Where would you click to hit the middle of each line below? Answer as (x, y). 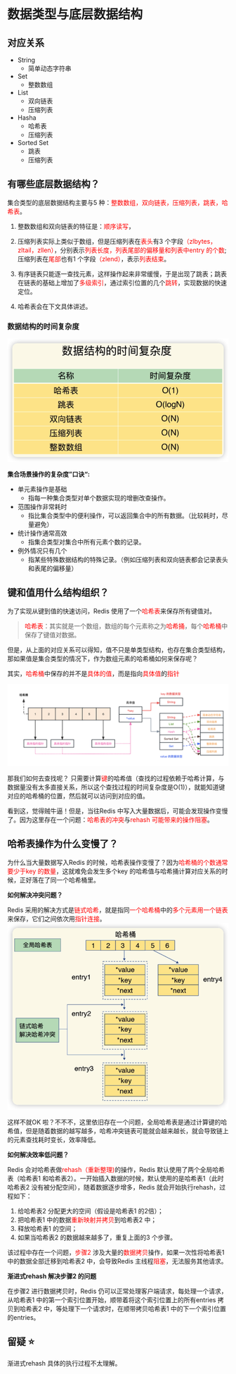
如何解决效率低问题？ (38, 1154)
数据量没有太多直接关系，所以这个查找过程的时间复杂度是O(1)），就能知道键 (116, 787)
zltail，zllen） (36, 250)
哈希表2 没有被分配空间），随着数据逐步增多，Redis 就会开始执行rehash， (113, 1187)
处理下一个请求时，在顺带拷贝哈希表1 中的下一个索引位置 (144, 1309)
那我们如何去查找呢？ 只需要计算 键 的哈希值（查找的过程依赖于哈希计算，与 (116, 778)
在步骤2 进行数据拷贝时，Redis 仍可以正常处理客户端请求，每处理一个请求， (117, 1291)
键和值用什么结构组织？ (58, 593)
